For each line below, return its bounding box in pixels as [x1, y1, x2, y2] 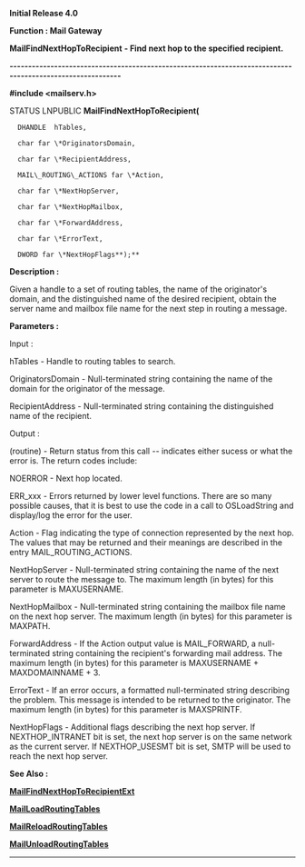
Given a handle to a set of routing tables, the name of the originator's [9, 284, 268, 294]
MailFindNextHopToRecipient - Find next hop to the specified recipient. [9, 43, 284, 54]
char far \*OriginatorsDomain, [17, 139, 136, 148]
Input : [9, 338, 34, 349]
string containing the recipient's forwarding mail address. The [51, 648, 283, 658]
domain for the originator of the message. [9, 384, 165, 394]
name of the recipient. [9, 411, 93, 421]
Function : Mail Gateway [9, 25, 103, 35]
